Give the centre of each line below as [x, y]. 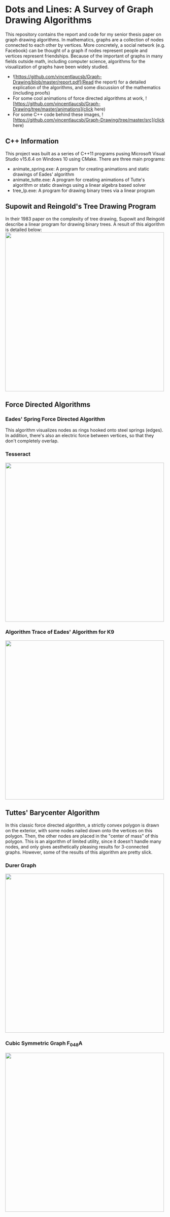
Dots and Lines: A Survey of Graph [79, 9]
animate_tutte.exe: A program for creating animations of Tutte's [79, 180]
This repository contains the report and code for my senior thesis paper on [83, 34]
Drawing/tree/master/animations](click [53, 109]
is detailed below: [24, 230]
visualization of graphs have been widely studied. [57, 67]
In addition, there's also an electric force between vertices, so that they [80, 436]
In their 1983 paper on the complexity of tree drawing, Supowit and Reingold [85, 219]
